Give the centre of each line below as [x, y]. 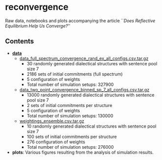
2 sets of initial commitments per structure [69, 105]
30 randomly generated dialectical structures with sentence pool [92, 63]
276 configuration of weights [56, 142]
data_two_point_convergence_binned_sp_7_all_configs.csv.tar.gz [84, 89]
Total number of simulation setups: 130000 [70, 116]
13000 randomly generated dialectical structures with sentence [91, 95]
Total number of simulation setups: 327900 [70, 84]
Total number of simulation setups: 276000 [70, 147]
